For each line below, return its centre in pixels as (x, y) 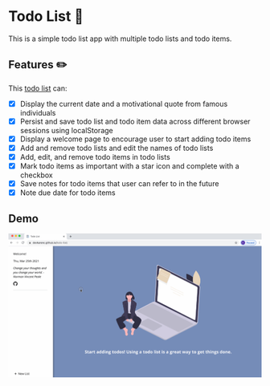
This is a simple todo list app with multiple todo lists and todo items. (120, 39)
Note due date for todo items (67, 193)
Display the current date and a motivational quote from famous (124, 104)
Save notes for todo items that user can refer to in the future (119, 184)
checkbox (37, 175)
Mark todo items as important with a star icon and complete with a (129, 166)
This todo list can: (38, 88)
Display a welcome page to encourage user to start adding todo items (135, 139)
